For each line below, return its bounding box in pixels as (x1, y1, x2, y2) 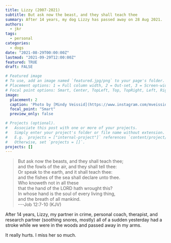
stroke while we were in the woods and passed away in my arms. (5, 222, 141, 228)
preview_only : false (10, 112, 53, 117)
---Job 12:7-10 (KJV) (17, 202, 62, 208)
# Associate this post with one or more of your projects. (5, 125, 138, 130)
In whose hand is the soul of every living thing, (17, 191, 116, 197)
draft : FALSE (5, 64, 33, 69)
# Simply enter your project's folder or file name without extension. (5, 130, 165, 135)
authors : (5, 21, 24, 27)
